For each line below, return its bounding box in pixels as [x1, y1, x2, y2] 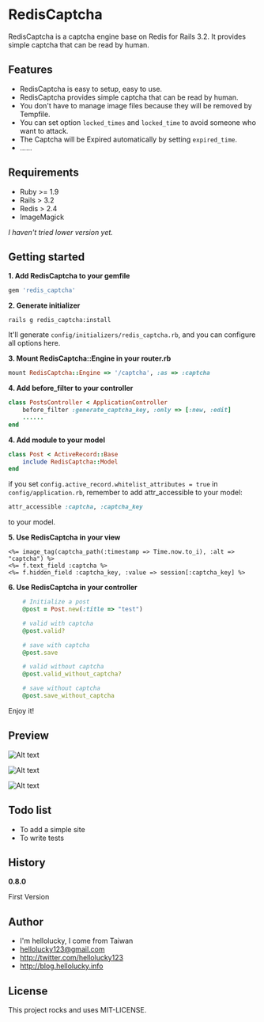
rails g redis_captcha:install [8, 316, 111, 324]
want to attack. [19, 126, 69, 135]
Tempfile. [19, 109, 51, 119]
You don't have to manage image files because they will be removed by [19, 100, 253, 110]
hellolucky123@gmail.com [19, 944, 105, 954]
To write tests [19, 833, 65, 842]
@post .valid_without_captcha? [22, 670, 123, 678]
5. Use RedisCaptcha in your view [8, 532, 121, 543]
